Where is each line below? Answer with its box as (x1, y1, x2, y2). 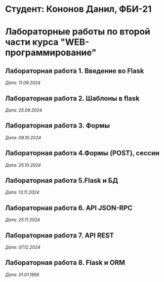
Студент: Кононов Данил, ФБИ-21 (5, 3, 152, 15)
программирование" (5, 47, 97, 58)
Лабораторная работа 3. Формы (5, 121, 110, 130)
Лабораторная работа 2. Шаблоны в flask (5, 94, 140, 102)
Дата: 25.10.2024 (5, 162, 41, 168)
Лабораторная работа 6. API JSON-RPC (5, 203, 133, 212)
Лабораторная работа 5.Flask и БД (5, 176, 119, 185)
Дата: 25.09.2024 (5, 107, 42, 113)
